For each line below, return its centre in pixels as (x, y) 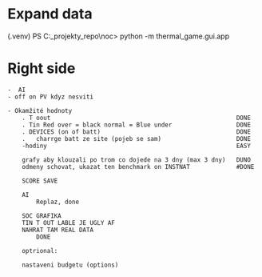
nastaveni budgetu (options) (70, 265)
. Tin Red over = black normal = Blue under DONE (136, 125)
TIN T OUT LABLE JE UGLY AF (68, 223)
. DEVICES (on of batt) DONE (136, 132)
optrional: (40, 251)
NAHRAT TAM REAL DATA (58, 230)
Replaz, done (58, 202)
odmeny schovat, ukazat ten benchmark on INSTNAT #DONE (138, 167)
